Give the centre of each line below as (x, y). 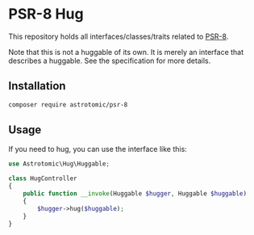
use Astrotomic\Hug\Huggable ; (59, 164)
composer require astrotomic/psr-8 (68, 105)
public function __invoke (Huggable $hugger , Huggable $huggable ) (135, 194)
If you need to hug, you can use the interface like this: (98, 149)
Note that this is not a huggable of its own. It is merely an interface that (126, 52)
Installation (37, 86)
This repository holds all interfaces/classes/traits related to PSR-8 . (119, 36)
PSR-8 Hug (46, 14)
